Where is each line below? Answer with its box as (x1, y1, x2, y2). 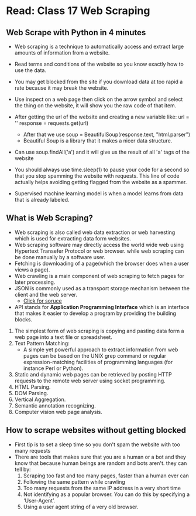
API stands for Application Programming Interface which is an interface (14, 303, 190, 310)
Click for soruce (23, 297, 63, 304)
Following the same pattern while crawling (23, 478, 126, 485)
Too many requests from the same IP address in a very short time (23, 484, 181, 491)
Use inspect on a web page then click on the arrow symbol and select (14, 96, 183, 103)
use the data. (14, 67, 47, 74)
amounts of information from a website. (14, 49, 110, 56)
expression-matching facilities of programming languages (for (23, 358, 173, 365)
